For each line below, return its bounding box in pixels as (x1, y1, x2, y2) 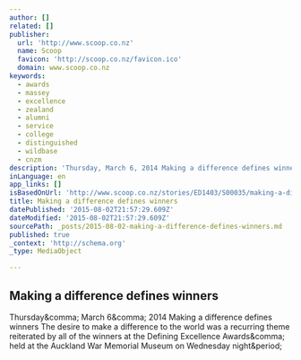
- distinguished (17, 138, 78, 147)
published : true (9, 230, 70, 239)
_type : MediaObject (9, 247, 82, 256)
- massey (17, 88, 50, 97)
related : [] (9, 22, 54, 31)
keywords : (9, 72, 47, 81)
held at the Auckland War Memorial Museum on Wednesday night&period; (9, 340, 283, 351)
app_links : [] (9, 180, 63, 189)
